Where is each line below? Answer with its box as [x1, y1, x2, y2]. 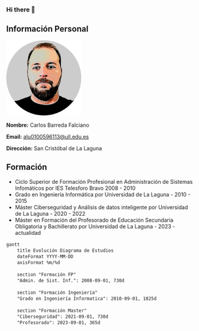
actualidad [14, 229, 41, 236]
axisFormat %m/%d [17, 260, 61, 266]
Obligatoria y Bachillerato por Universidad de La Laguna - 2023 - [14, 222, 176, 230]
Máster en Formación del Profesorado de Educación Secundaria [14, 216, 174, 223]
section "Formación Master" [17, 308, 87, 314]
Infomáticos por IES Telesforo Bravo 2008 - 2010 [14, 184, 136, 192]
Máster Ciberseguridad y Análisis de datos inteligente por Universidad [14, 204, 188, 211]
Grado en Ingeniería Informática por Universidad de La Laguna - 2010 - [14, 190, 191, 198]
